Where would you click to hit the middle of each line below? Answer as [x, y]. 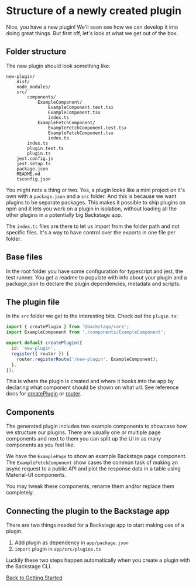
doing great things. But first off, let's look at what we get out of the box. [92, 33]
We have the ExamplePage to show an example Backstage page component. [97, 456]
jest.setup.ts [34, 163]
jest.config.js [35, 158]
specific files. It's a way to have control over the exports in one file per [91, 232]
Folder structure [36, 52]
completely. [20, 493]
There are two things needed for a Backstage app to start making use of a [95, 525]
